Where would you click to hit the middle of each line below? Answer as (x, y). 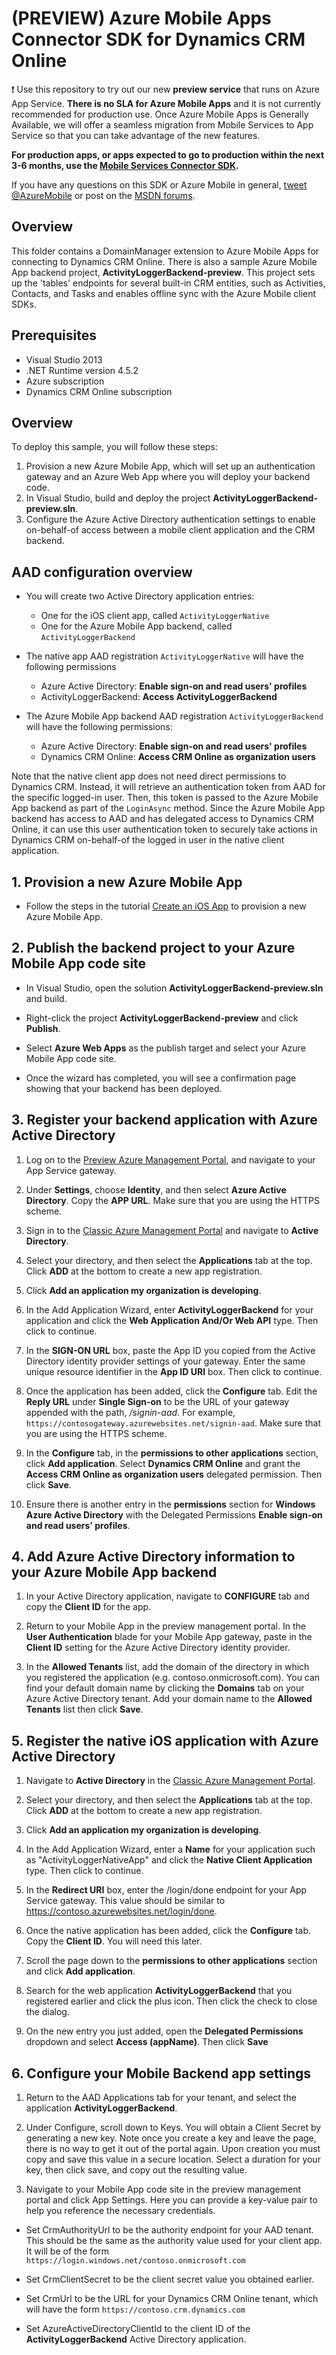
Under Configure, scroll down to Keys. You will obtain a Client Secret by (173, 2128)
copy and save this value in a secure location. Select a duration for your (173, 2159)
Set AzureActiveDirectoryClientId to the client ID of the (138, 2329)
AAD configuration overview (102, 572)
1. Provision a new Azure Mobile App (127, 882)
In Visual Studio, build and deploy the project (118, 498)
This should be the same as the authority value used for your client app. (174, 2241)
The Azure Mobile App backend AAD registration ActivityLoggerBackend (174, 716)
